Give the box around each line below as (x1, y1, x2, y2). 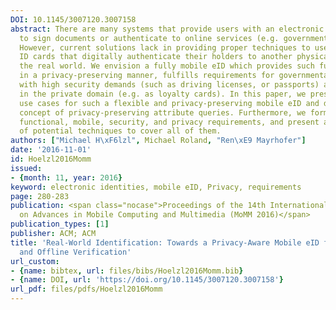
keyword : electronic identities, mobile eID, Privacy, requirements (10, 182, 302, 192)
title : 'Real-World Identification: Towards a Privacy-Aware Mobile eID (10, 237, 320, 248)
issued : (10, 163, 43, 173)
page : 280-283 (10, 191, 70, 201)
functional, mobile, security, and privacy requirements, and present (19, 117, 320, 127)
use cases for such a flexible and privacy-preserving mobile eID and (19, 98, 320, 108)
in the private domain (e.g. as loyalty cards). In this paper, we (19, 89, 307, 99)
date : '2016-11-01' (10, 145, 92, 155)
